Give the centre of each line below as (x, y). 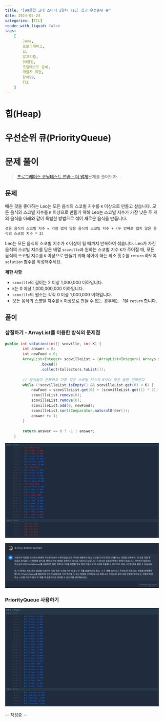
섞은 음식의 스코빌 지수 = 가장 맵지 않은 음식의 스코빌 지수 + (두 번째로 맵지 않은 (78, 228)
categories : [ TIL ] (24, 21)
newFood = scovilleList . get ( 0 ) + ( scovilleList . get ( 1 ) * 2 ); (95, 390)
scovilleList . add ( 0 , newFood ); (63, 406)
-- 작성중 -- (16, 715)
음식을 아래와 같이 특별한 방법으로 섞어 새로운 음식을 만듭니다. (69, 218)
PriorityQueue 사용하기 (32, 599)
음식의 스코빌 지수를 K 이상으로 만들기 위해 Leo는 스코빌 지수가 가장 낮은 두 (81, 212)
